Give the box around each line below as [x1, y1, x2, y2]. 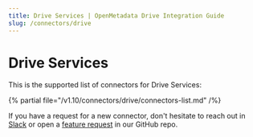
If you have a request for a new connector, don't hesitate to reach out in [8, 111, 246, 121]
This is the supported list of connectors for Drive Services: [8, 80, 202, 90]
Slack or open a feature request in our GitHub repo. [8, 119, 178, 129]
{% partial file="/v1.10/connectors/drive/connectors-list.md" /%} [8, 95, 222, 105]
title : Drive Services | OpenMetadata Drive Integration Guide [8, 11, 225, 20]
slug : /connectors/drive [8, 19, 92, 27]
